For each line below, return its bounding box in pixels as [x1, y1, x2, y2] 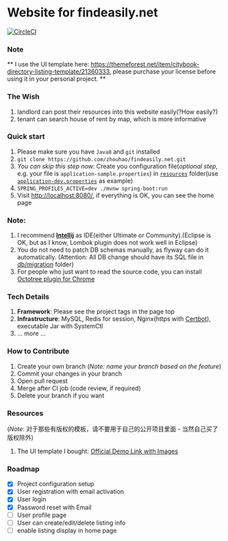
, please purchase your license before [109, 67, 216, 76]
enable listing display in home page [16, 526, 117, 534]
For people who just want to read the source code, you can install [16, 267, 202, 276]
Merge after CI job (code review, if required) [16, 384, 142, 392]
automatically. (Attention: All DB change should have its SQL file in [16, 253, 204, 261]
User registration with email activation [16, 488, 125, 496]
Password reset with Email [16, 503, 92, 512]
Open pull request [16, 376, 68, 385]
